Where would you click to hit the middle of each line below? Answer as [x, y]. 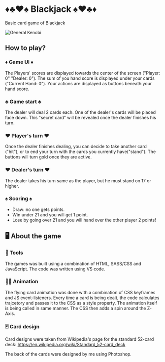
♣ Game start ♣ [23, 102]
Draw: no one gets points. [38, 209]
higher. [12, 186]
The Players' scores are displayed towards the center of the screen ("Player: [82, 73]
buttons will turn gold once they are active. [49, 157]
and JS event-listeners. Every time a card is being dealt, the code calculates [82, 298]
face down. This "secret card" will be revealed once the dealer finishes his [81, 117]
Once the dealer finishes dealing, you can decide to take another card [76, 147]
